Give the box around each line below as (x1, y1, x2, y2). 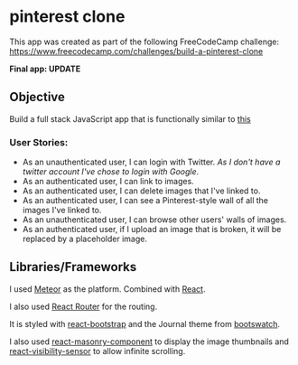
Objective (9, 89, 66, 105)
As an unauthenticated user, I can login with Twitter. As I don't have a (22, 156, 281, 168)
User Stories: (9, 136, 69, 148)
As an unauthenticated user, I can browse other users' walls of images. (22, 214, 287, 225)
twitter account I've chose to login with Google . (22, 166, 200, 177)
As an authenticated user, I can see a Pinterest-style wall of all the (22, 195, 269, 206)
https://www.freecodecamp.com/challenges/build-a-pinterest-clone (9, 45, 264, 56)
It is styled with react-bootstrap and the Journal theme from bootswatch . (9, 318, 281, 329)
